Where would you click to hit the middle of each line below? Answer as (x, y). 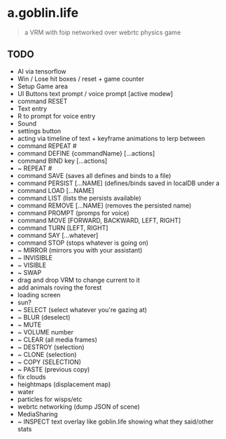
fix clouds (31, 377)
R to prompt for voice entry (56, 116)
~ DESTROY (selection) (51, 347)
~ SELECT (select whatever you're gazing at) (82, 309)
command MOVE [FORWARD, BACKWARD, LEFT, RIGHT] (99, 220)
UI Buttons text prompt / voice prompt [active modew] (95, 93)
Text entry (32, 108)
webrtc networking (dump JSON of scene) (78, 406)
